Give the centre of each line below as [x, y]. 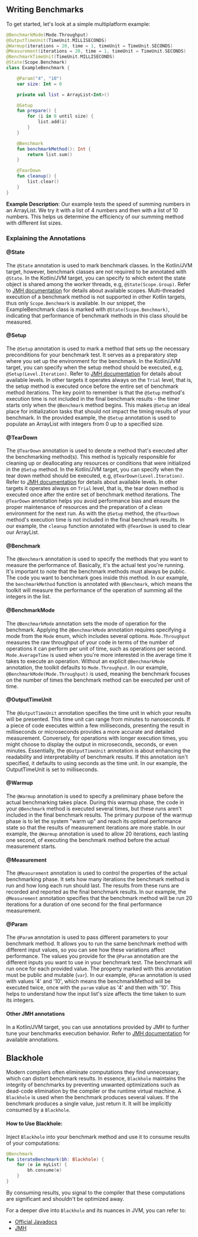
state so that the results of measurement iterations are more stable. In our [96, 828]
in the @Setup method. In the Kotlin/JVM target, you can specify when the [95, 469]
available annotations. [33, 1040]
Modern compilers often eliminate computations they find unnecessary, [93, 1072]
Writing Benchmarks [45, 10]
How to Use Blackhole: [35, 1123]
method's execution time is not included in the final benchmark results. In [95, 520]
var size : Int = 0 [39, 84]
